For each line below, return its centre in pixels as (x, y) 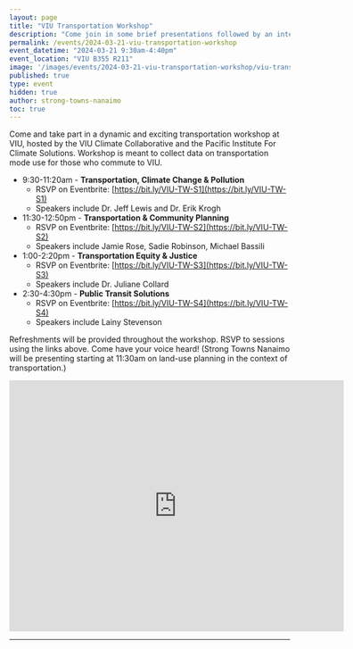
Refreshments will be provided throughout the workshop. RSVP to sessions (147, 339)
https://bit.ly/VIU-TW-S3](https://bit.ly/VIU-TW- (201, 265)
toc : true (28, 109)
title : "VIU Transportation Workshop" (81, 26)
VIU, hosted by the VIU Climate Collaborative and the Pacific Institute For (143, 144)
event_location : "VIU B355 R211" (71, 59)
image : (21, 68)
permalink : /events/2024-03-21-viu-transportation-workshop (123, 42)
